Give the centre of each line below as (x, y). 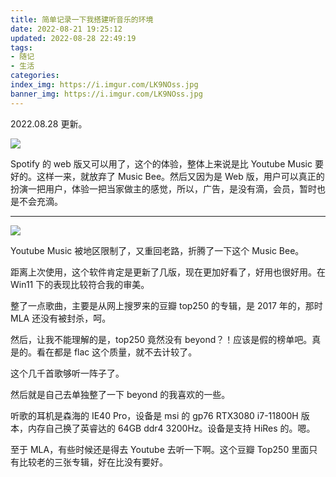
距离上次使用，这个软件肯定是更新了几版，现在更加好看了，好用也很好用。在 (168, 272)
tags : (21, 47)
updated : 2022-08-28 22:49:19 (73, 38)
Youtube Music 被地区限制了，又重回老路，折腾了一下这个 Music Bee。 (157, 250)
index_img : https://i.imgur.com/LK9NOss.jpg (104, 85)
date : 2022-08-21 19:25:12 (66, 29)
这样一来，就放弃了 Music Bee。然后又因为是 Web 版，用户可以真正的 (180, 176)
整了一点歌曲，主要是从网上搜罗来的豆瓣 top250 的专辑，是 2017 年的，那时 (166, 305)
